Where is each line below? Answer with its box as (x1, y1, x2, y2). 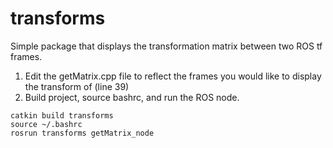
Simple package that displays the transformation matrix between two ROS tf (10, 40, 323, 52)
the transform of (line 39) (24, 80, 130, 92)
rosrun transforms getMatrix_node (10, 128, 155, 138)
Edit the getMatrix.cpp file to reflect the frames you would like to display (24, 70, 322, 82)
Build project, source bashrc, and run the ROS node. (24, 91, 240, 103)
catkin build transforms (10, 110, 114, 121)
